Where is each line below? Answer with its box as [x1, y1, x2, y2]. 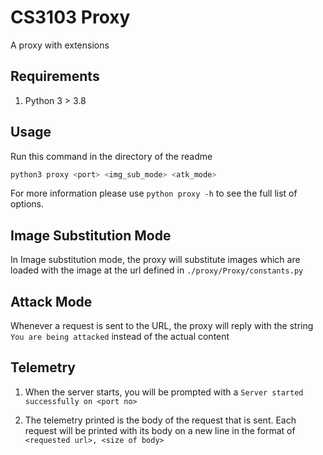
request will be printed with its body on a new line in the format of [24, 424, 296, 436]
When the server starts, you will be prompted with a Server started [24, 386, 304, 398]
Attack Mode [10, 293, 93, 310]
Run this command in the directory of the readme [10, 150, 213, 162]
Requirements [10, 68, 100, 85]
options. [10, 198, 45, 210]
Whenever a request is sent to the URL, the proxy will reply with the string [10, 320, 314, 332]
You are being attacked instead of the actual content [10, 331, 230, 343]
